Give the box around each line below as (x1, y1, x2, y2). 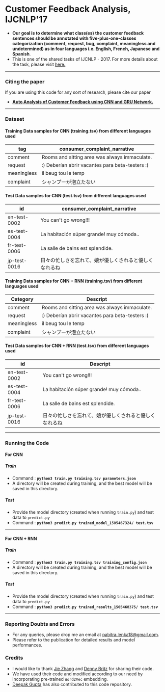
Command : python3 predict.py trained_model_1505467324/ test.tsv (12, 520, 154, 526)
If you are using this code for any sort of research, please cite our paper (5, 89, 151, 95)
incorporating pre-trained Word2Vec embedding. (12, 676, 108, 682)
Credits (5, 654, 23, 661)
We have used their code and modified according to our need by (12, 671, 143, 677)
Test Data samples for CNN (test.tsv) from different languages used (5, 192, 146, 198)
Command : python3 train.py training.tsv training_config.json (12, 559, 147, 565)
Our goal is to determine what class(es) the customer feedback (12, 30, 144, 36)
